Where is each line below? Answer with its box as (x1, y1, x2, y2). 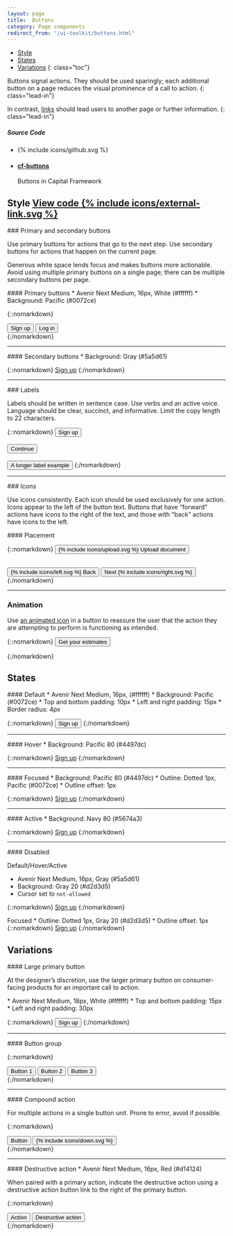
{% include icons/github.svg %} (17, 146, 109, 154)
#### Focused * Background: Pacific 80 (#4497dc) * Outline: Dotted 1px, (7, 774, 216, 782)
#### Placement (7, 531, 55, 540)
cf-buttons (17, 161, 50, 170)
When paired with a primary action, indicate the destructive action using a (7, 1178, 218, 1187)
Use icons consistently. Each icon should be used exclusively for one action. (7, 496, 225, 504)
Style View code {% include (7, 197, 130, 209)
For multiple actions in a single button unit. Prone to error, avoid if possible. (7, 1109, 222, 1117)
